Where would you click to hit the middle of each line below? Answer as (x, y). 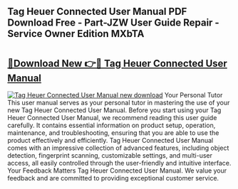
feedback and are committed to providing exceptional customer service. (113, 178)
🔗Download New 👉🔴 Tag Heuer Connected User (118, 63)
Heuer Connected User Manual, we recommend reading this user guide (112, 118)
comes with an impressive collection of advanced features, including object (118, 148)
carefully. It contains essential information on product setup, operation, (112, 125)
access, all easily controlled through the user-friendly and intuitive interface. (119, 163)
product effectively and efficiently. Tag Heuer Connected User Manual (110, 140)
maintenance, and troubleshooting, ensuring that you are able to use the (113, 133)
